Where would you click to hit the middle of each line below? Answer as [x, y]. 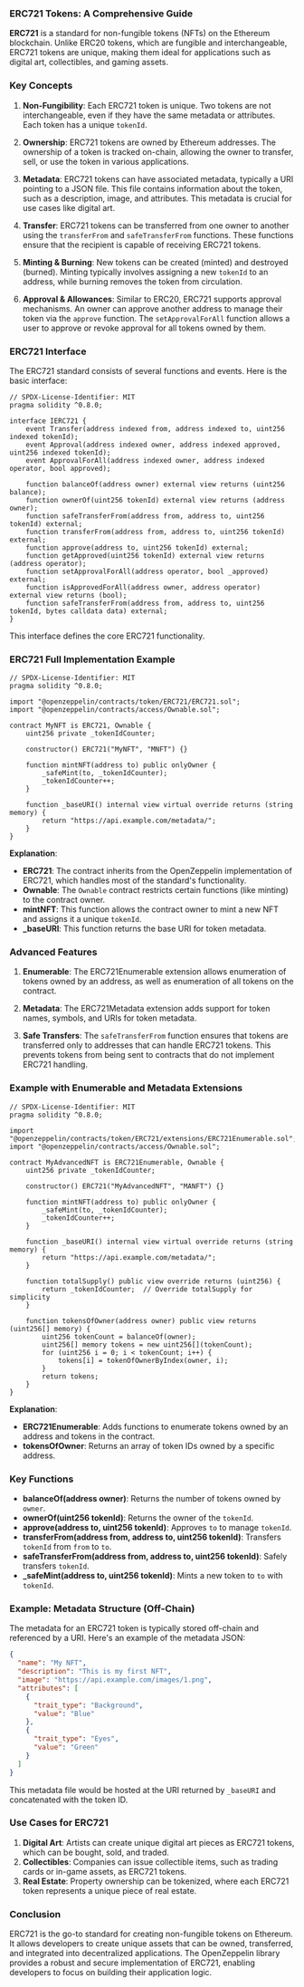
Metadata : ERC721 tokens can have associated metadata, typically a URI [158, 178]
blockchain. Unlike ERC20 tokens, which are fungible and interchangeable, [148, 43]
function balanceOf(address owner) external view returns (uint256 [155, 484]
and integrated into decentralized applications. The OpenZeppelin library [145, 1953]
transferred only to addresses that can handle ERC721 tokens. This [147, 1045]
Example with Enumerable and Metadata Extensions [126, 1088]
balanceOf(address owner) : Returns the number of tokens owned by [152, 1499]
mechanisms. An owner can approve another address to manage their [152, 308]
